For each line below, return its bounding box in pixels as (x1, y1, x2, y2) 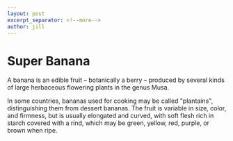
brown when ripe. (7, 126, 58, 135)
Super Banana (7, 53, 90, 69)
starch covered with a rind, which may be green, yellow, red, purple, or (7, 119, 210, 127)
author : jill (7, 23, 45, 30)
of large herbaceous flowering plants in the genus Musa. (7, 83, 170, 92)
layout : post (7, 10, 45, 17)
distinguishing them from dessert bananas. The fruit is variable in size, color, (7, 104, 227, 113)
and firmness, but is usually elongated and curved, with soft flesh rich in (7, 112, 214, 120)
